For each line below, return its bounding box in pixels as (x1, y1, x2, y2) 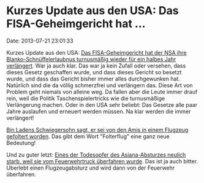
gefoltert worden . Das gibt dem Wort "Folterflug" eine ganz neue (6, 133, 170, 140)
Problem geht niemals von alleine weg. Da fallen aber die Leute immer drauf (6, 88, 198, 95)
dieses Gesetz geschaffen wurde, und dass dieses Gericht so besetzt (6, 68, 182, 76)
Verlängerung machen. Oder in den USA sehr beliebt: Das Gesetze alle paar (6, 101, 198, 108)
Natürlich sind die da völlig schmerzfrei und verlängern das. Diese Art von (6, 81, 193, 89)
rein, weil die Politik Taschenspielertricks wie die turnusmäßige (6, 95, 165, 102)
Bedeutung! (6, 139, 36, 146)
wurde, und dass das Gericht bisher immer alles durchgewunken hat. (6, 75, 181, 82)
